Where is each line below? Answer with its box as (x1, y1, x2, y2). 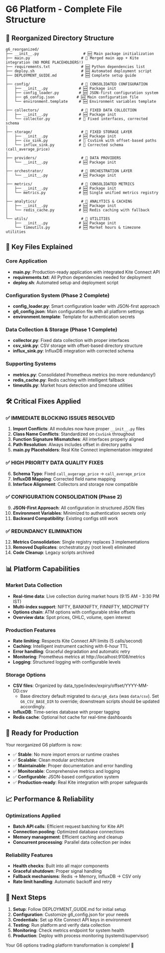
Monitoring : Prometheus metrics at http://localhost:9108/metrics (12, 654, 145, 660)
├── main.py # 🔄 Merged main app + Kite (5, 56, 139, 61)
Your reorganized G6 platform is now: (5, 742, 82, 748)
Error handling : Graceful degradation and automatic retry (12, 649, 130, 655)
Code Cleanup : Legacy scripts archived (12, 549, 95, 555)
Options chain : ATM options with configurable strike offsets (12, 609, 135, 615)
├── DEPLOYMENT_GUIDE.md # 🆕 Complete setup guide (5, 73, 137, 78)
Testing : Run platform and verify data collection (12, 922, 111, 928)
